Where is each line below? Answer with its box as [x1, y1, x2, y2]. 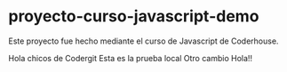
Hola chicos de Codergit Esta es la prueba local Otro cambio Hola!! [8, 52, 253, 63]
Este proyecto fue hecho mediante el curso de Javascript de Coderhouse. [8, 36, 279, 46]
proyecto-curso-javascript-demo [8, 6, 259, 27]
